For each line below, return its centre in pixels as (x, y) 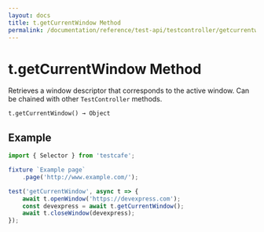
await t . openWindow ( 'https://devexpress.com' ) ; (101, 199)
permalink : (26, 30)
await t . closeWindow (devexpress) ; (79, 213)
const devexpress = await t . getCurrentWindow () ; (103, 206)
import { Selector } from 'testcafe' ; (71, 156)
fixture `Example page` (47, 170)
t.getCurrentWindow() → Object (59, 114)
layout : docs (29, 15)
